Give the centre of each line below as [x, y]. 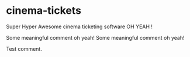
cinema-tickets [44, 11]
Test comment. [24, 49]
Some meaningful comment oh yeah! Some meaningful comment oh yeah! [95, 37]
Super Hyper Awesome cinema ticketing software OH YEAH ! [80, 26]
